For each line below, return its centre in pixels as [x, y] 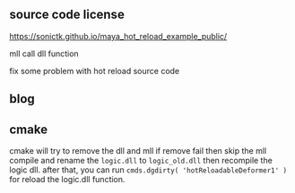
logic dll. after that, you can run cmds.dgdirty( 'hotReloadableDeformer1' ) [148, 170]
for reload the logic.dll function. [67, 180]
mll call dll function [44, 54]
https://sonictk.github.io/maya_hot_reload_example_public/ [118, 36]
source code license [67, 15]
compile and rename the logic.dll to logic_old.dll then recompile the [141, 161]
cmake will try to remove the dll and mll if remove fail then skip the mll [138, 151]
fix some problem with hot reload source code [95, 71]
